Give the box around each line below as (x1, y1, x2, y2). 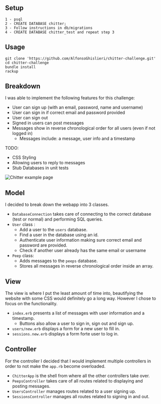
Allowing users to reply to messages (12, 160, 85, 166)
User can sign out (12, 115, 48, 121)
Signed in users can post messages (12, 120, 84, 126)
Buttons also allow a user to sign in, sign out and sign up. (19, 320, 134, 327)
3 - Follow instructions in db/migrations (5, 25, 93, 30)
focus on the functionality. (5, 301, 58, 307)
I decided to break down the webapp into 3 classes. (5, 202, 109, 207)
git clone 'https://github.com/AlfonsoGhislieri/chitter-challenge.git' (5, 56, 156, 61)
